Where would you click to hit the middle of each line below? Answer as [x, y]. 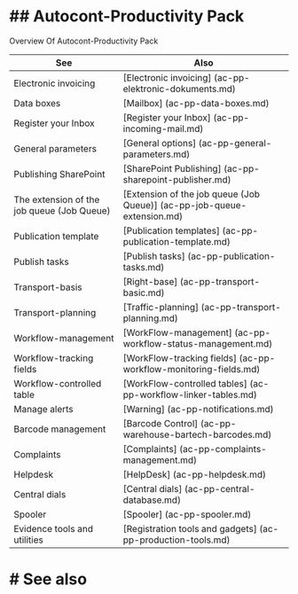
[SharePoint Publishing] [172, 168]
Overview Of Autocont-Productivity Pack [84, 41]
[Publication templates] [171, 231]
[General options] [160, 143]
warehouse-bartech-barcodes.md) [197, 434]
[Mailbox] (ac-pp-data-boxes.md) [196, 103]
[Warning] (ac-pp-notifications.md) [198, 409]
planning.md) [151, 318]
